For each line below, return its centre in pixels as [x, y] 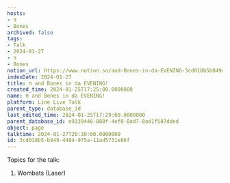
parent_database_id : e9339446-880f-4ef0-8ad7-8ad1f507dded [93, 121]
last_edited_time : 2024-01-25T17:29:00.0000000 [76, 115]
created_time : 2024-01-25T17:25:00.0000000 [70, 89]
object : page [26, 128]
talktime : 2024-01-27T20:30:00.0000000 [64, 134]
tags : [15, 39]
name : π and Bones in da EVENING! [56, 96]
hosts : [16, 13]
